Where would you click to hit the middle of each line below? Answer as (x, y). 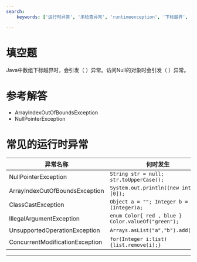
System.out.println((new (145, 188)
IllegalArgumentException (45, 219)
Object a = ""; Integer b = (149, 202)
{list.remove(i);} (135, 245)
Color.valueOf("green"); (145, 222)
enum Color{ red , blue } (146, 216)
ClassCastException (37, 205)
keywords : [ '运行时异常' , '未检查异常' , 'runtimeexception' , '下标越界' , (102, 17)
